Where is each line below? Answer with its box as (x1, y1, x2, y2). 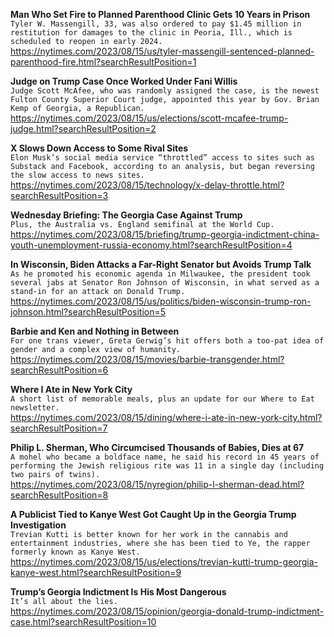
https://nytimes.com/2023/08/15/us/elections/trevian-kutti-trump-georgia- (10, 556, 319, 568)
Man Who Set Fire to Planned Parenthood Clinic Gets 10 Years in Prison (10, 9, 311, 20)
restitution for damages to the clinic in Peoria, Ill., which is (10, 28, 293, 38)
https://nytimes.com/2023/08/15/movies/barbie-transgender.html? (10, 354, 285, 365)
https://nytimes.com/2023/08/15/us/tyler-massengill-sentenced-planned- (10, 45, 315, 57)
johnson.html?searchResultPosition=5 (10, 306, 167, 318)
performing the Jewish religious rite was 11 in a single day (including (10, 461, 325, 471)
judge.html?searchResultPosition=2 (10, 123, 157, 134)
